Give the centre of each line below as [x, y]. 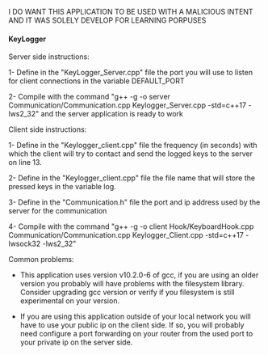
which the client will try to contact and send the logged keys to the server [130, 154]
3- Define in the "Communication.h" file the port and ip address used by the [134, 202]
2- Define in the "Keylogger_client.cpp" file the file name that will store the [132, 178]
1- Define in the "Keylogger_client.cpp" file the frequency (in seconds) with [133, 146]
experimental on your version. [69, 301]
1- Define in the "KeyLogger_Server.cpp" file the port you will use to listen [130, 73]
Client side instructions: [48, 129]
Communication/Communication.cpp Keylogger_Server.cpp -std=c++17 [128, 105]
